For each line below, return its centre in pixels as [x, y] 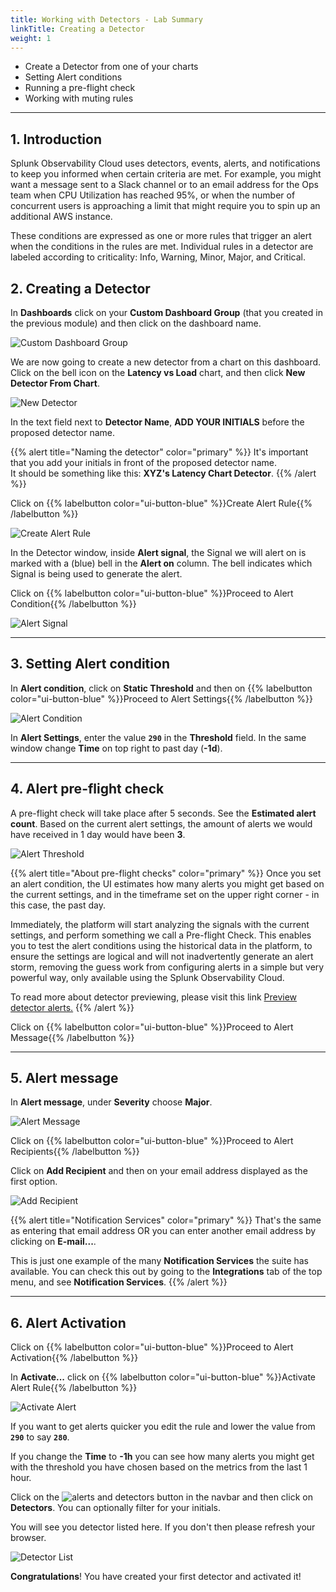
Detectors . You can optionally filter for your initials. [116, 1508]
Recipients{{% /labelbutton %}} [75, 1152]
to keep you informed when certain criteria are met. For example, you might [166, 174]
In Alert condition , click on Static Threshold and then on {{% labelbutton [161, 688]
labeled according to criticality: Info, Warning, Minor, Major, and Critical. [158, 257]
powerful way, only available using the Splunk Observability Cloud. [147, 977]
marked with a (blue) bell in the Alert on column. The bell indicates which [161, 563]
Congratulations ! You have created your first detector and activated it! [156, 1577]
